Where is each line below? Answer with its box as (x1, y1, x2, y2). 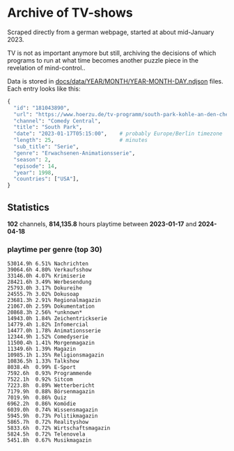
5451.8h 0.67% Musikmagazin (7, 437, 92, 444)
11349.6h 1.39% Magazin (7, 346, 77, 353)
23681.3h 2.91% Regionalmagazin (7, 297, 101, 304)
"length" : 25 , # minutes (13, 137, 148, 144)
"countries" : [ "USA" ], (13, 175, 79, 182)
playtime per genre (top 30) (7, 244, 102, 254)
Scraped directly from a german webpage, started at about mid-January (7, 28, 214, 36)
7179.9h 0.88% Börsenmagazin (7, 388, 95, 395)
